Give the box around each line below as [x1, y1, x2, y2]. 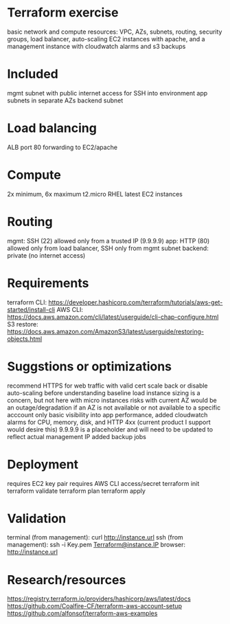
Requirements [7, 275, 89, 291]
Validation [7, 511, 67, 526]
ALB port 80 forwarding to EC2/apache [7, 143, 118, 151]
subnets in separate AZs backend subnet [7, 96, 124, 104]
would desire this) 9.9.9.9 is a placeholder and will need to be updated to [7, 425, 214, 434]
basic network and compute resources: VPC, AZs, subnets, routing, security [7, 27, 222, 36]
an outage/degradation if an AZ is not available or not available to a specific [7, 403, 221, 412]
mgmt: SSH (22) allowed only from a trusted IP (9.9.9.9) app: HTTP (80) [7, 236, 210, 245]
